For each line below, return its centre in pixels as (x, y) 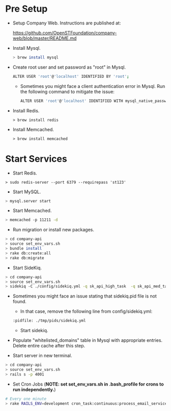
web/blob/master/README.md (45, 38)
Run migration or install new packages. (53, 230)
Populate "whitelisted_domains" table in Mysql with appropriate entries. (88, 340)
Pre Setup (26, 9)
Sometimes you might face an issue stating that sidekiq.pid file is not (84, 296)
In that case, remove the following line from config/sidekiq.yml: (86, 311)
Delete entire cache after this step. (49, 346)
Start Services (36, 159)
